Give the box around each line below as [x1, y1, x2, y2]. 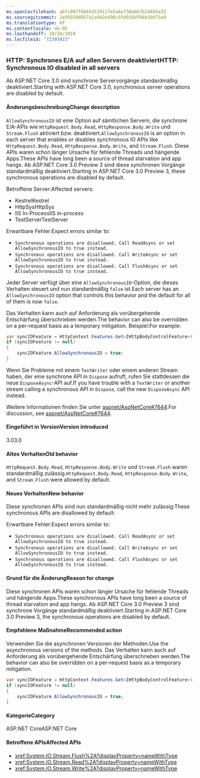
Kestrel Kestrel [14, 197, 49, 204]
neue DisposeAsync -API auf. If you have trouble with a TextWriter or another [6, 379, 190, 386]
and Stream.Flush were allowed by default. [6, 476, 111, 483]
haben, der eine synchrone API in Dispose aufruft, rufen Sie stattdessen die [6, 373, 190, 380]
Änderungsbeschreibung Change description [6, 103, 120, 110]
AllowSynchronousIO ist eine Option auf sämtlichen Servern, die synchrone [6, 117, 187, 124]
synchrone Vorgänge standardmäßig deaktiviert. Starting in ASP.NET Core [6, 606, 187, 614]
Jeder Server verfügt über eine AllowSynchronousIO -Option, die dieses [6, 278, 179, 286]
